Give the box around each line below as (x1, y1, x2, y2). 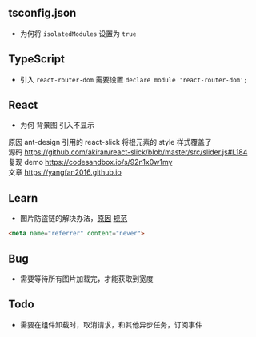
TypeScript (8, 52, 66, 66)
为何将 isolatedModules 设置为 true (19, 28, 137, 38)
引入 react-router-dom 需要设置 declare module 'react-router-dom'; (19, 74, 248, 84)
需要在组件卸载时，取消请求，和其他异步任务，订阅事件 (19, 319, 202, 329)
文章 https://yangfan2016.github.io (8, 167, 122, 177)
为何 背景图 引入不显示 (19, 120, 94, 130)
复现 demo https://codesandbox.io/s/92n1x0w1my (8, 158, 173, 167)
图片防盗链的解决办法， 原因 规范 (19, 214, 128, 223)
